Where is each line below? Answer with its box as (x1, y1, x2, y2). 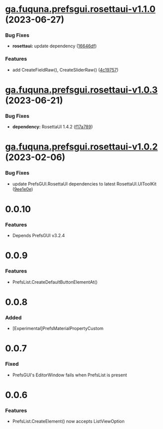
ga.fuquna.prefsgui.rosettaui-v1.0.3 (5, 84, 158, 95)
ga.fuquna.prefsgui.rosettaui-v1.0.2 (5, 141, 158, 153)
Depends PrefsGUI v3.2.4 (12, 233, 65, 239)
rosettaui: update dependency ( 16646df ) (12, 43, 97, 49)
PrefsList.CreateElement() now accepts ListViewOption (12, 419, 125, 425)
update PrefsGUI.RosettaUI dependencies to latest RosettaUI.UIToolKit (12, 180, 157, 187)
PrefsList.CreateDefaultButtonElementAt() (12, 279, 98, 285)
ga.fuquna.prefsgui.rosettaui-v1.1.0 (5, 3, 156, 15)
